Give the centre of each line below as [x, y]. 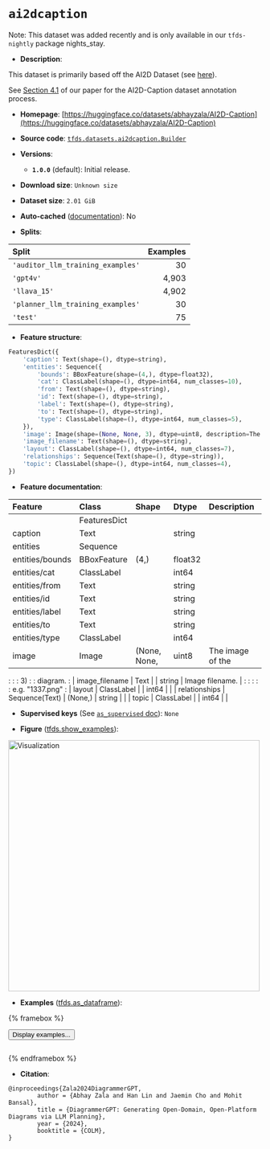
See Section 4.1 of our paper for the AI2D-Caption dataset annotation [123, 90]
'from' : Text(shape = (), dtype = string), [104, 389]
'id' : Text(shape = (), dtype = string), [100, 397]
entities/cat [34, 572]
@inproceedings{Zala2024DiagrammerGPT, [75, 1088]
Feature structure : [51, 337]
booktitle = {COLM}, [72, 1131]
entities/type [36, 637]
